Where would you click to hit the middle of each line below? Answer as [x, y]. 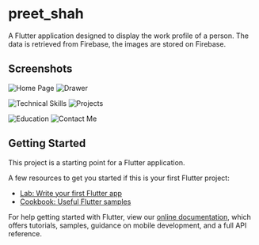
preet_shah [46, 14]
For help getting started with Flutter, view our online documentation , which [130, 217]
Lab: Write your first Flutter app [71, 193]
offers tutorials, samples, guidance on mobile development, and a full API [128, 225]
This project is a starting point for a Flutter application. [97, 162]
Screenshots [40, 69]
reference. [25, 233]
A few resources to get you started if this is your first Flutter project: [119, 178]
